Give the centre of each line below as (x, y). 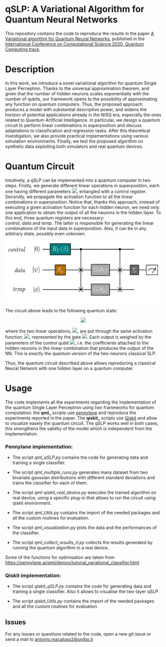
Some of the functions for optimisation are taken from (60, 558)
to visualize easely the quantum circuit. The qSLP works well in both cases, (82, 423)
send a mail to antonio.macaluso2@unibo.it (49, 640)
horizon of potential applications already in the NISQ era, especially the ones (83, 115)
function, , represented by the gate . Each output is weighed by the (78, 337)
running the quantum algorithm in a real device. (61, 548)
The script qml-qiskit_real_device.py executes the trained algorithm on (84, 493)
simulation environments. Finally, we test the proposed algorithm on (74, 141)
